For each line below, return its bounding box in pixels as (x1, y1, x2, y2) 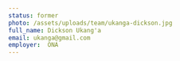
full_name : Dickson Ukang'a (8, 26, 102, 34)
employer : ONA (8, 41, 59, 49)
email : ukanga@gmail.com (8, 33, 91, 42)
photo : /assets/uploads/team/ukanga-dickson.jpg (8, 19, 173, 27)
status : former (8, 11, 59, 20)
